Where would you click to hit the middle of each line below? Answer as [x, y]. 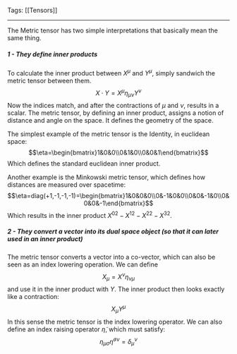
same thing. [24, 38]
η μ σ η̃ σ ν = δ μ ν [119, 342]
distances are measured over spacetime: [67, 185]
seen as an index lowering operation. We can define [83, 264]
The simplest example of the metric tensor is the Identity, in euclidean [109, 134]
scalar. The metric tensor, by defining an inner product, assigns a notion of [116, 113]
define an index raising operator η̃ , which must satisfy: [86, 329]
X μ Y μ [119, 309]
